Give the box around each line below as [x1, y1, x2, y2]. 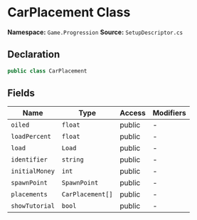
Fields [7, 87, 36, 100]
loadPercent [11, 132, 52, 141]
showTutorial [11, 202, 55, 210]
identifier [11, 156, 48, 164]
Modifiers [152, 108, 186, 118]
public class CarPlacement [7, 67, 87, 75]
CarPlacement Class [7, 4, 131, 21]
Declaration [7, 48, 60, 61]
